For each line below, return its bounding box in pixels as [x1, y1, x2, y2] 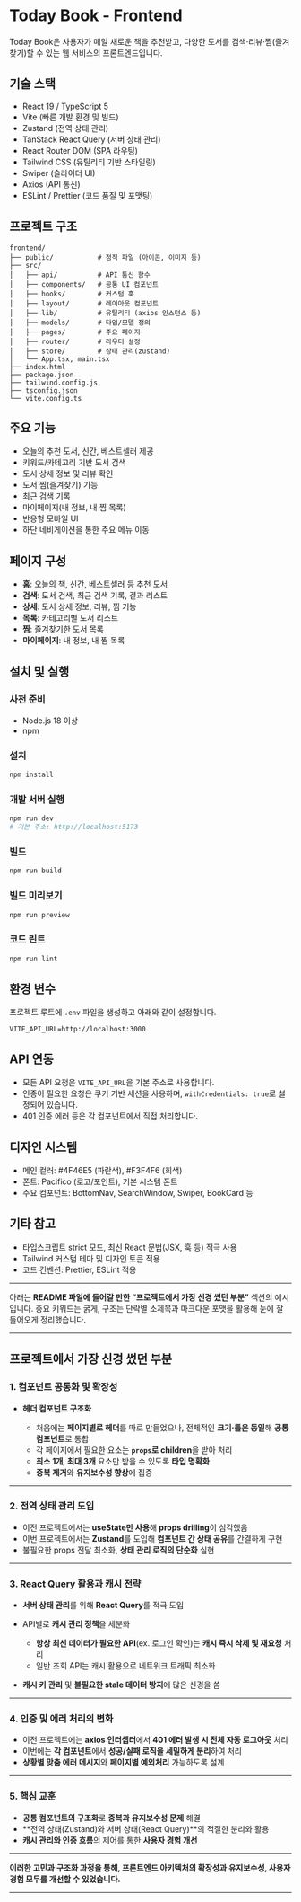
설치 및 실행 [9, 664, 70, 679]
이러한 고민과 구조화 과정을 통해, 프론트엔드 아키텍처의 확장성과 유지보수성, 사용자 [9, 1862, 291, 1873]
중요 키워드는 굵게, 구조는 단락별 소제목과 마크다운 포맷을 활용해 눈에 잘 [35, 1303, 284, 1314]
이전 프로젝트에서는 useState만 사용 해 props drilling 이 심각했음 [21, 1522, 248, 1533]
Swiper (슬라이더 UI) [21, 167, 96, 178]
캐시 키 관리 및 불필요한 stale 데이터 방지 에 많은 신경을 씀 [21, 1679, 221, 1690]
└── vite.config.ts [9, 394, 82, 403]
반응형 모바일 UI [21, 513, 79, 524]
